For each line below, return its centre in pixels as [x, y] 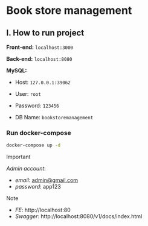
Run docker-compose [39, 133]
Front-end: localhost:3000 [40, 47]
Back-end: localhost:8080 [39, 59]
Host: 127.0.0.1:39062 [43, 82]
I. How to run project [45, 33]
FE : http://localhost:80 [43, 210]
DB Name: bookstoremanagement [54, 117]
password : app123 [38, 187]
